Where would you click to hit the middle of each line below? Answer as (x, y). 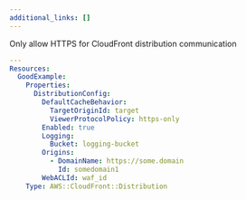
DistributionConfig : (72, 94)
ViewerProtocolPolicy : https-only (114, 119)
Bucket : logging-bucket (95, 144)
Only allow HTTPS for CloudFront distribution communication (123, 43)
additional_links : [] (50, 18)
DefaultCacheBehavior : (85, 102)
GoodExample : (42, 77)
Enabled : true (68, 128)
